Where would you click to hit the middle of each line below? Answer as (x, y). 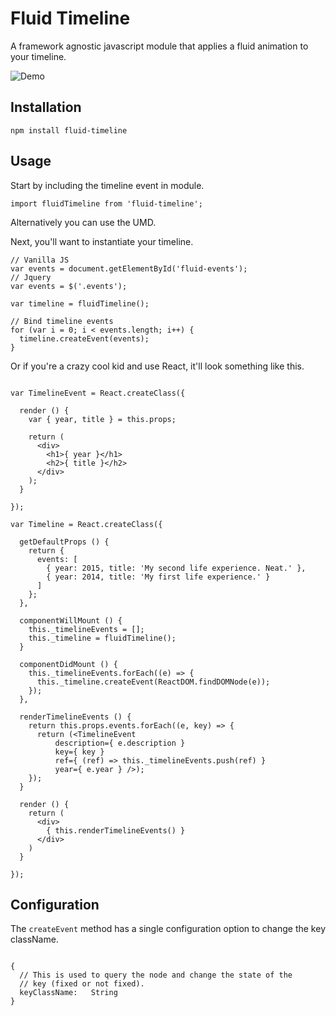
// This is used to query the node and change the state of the (156, 975)
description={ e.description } (120, 743)
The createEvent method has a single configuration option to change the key (168, 929)
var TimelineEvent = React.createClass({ (98, 393)
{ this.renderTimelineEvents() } (116, 830)
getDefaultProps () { (64, 542)
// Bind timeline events (62, 321)
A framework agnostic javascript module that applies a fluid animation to (159, 46)
